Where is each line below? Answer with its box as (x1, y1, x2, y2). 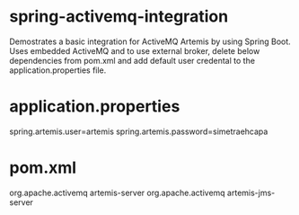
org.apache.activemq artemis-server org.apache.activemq (9, 187, 226, 198)
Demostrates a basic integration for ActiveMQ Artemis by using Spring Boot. (9, 36, 292, 47)
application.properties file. (9, 65, 107, 76)
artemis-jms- (227, 187, 276, 198)
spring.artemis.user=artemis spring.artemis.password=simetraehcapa (9, 126, 268, 137)
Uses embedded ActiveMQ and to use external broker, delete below (9, 45, 260, 56)
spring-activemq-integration (9, 6, 229, 27)
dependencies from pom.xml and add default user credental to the (9, 55, 256, 66)
